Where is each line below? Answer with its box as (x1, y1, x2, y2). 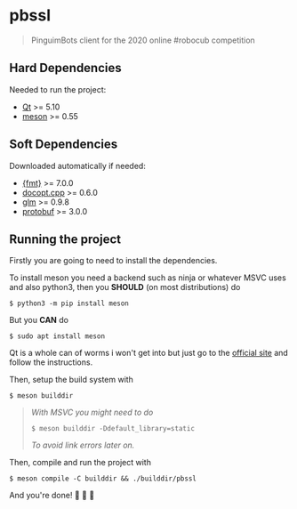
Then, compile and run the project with (9, 457, 151, 468)
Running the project (9, 231, 122, 246)
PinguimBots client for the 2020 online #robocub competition (30, 35, 255, 45)
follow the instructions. (9, 357, 93, 368)
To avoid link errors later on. (30, 440, 135, 450)
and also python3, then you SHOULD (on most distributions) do (9, 282, 241, 293)
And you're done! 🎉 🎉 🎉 (9, 490, 95, 501)
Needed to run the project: (9, 84, 107, 94)
